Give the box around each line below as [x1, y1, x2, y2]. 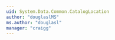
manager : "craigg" [6, 25, 51, 31]
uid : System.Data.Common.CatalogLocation [6, 8, 110, 15]
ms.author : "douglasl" [6, 19, 62, 25]
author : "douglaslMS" [6, 14, 60, 20]
